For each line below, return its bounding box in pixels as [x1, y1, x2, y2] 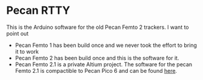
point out [6, 29, 29, 37]
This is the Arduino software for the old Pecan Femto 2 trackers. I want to [6, 23, 189, 31]
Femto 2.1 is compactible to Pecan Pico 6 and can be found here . [15, 67, 178, 74]
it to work [15, 48, 39, 55]
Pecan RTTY [6, 4, 71, 17]
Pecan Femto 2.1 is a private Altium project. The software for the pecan [15, 61, 193, 68]
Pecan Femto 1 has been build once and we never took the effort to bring [15, 42, 197, 49]
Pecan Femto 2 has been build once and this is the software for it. [15, 54, 179, 61]
